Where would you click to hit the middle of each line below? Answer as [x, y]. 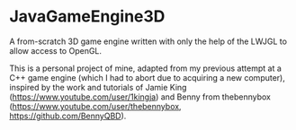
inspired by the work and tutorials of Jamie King [98, 87]
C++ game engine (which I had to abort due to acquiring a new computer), [147, 77]
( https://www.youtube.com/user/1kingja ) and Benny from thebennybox [140, 97]
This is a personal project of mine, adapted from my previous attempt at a [145, 68]
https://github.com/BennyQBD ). [68, 116]
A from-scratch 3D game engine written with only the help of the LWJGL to [148, 41]
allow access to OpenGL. [55, 50]
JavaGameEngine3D [87, 17]
